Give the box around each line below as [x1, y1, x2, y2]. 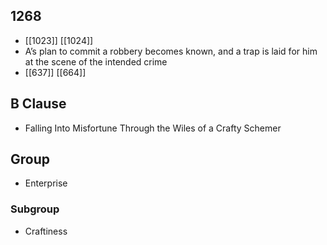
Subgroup [10, 202, 60, 216]
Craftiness [24, 225, 68, 237]
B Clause [10, 95, 67, 113]
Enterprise [24, 177, 68, 189]
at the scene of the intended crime [24, 55, 168, 68]
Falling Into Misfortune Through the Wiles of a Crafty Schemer [24, 122, 282, 134]
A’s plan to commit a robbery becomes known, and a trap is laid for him [24, 45, 318, 57]
